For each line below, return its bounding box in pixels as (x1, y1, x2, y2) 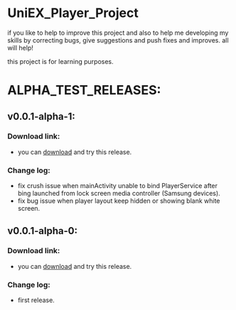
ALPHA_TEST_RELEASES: (7, 82, 161, 99)
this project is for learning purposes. (7, 57, 114, 65)
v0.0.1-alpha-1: (7, 110, 76, 122)
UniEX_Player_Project (7, 5, 139, 21)
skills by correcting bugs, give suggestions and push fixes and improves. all (7, 35, 229, 44)
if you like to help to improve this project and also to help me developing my (7, 28, 229, 37)
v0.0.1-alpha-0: (7, 225, 78, 237)
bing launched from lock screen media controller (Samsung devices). (17, 189, 220, 198)
